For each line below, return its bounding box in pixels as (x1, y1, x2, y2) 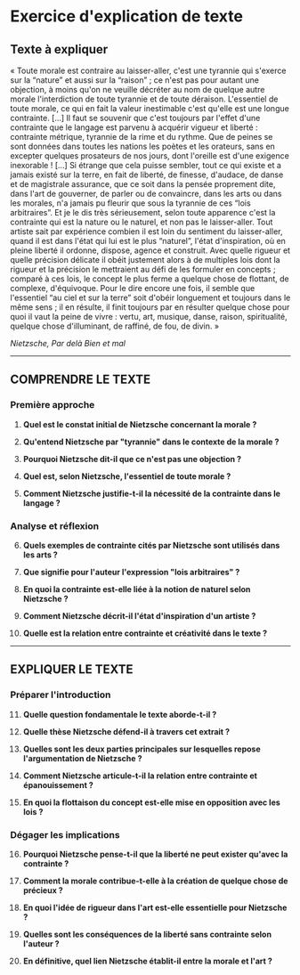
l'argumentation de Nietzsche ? (22, 752, 142, 763)
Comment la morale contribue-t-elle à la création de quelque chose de (22, 875, 288, 886)
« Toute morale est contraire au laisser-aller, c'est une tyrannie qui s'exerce (10, 65, 287, 76)
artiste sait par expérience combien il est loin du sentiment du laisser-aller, (10, 226, 283, 237)
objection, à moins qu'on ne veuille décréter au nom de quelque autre (10, 85, 265, 94)
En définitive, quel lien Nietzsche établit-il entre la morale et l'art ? (22, 955, 272, 966)
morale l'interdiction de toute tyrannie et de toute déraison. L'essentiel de (10, 93, 279, 104)
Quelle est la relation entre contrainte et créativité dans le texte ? (22, 628, 268, 638)
